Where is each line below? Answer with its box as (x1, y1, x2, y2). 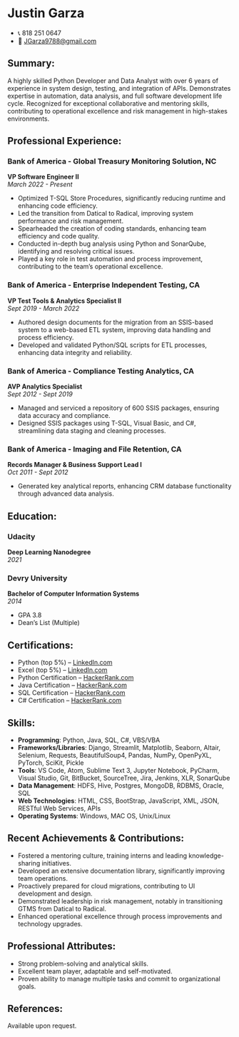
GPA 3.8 (17, 611, 42, 619)
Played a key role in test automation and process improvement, (17, 255, 203, 264)
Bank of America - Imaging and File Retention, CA (7, 444, 182, 454)
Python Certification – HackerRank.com (17, 673, 134, 682)
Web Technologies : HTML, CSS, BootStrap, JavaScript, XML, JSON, (17, 796, 220, 805)
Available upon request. (7, 1021, 77, 1030)
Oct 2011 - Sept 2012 (7, 468, 69, 476)
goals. (17, 982, 36, 991)
